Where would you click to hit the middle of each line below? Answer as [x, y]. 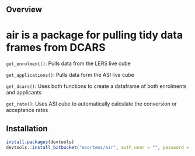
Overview [24, 10]
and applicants [24, 93]
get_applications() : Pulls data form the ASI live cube [70, 75]
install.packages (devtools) [40, 142]
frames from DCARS [56, 47]
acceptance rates [27, 110]
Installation [27, 128]
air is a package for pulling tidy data [94, 35]
